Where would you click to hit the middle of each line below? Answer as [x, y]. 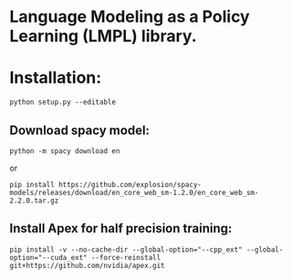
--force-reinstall [126, 257]
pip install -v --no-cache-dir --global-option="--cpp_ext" [126, 249]
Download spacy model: [80, 130]
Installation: [56, 78]
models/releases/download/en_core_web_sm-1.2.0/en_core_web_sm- [134, 192]
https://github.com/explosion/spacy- [130, 184]
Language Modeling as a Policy [130, 17]
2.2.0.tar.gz [34, 201]
